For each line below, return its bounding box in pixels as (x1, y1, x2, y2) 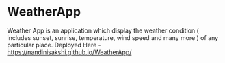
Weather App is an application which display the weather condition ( (7, 26, 200, 35)
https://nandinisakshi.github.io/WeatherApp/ (7, 48, 132, 56)
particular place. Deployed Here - (7, 41, 101, 49)
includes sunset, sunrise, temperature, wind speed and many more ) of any (7, 33, 219, 41)
